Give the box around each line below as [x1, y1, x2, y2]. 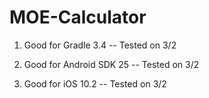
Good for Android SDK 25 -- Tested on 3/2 [23, 58, 200, 70]
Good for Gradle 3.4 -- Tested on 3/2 [23, 39, 177, 51]
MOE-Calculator [9, 6, 147, 29]
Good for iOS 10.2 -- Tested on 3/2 [23, 77, 167, 90]
